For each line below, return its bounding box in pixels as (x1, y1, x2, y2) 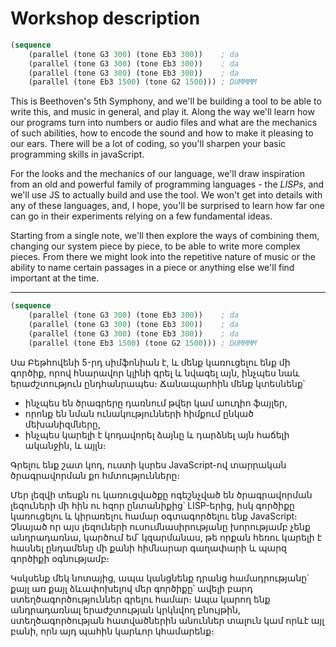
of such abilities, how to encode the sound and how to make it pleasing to (10, 127, 314, 139)
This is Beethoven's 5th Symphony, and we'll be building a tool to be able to (10, 95, 322, 107)
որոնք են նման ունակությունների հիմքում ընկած (24, 407, 254, 419)
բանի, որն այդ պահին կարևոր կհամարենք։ (10, 625, 215, 637)
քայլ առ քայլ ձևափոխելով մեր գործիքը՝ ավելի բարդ (10, 582, 253, 594)
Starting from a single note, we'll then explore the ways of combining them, (10, 230, 320, 242)
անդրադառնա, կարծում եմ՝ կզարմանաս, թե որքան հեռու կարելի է (10, 531, 322, 543)
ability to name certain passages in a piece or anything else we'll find (10, 262, 295, 274)
